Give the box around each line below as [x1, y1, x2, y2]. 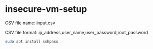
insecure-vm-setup [5, 3, 87, 15]
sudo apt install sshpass [5, 39, 58, 44]
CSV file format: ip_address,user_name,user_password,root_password [5, 29, 148, 35]
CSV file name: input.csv [5, 20, 55, 26]
